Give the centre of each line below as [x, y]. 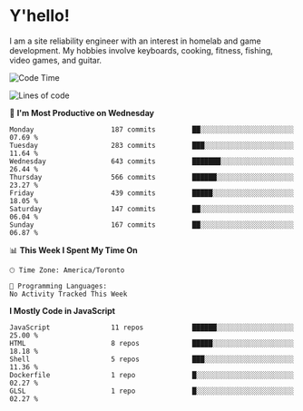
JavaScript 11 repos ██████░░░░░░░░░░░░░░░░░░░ [152, 328]
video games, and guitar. [56, 60]
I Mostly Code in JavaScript [63, 310]
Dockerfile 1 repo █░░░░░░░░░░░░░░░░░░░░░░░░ [152, 375]
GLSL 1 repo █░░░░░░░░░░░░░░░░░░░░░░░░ [152, 391]
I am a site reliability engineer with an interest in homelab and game [135, 41]
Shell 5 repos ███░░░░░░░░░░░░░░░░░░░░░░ [152, 359]
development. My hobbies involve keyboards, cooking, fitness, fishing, [142, 50]
